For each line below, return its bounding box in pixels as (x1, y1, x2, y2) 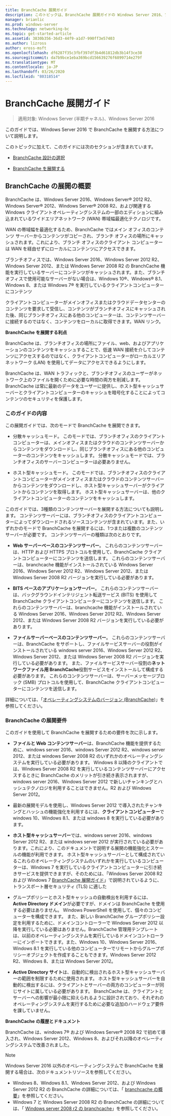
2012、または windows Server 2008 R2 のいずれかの (12, 753, 123, 759)
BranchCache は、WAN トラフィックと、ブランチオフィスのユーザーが (5, 370, 154, 376)
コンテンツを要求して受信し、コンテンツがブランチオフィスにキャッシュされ (5, 305, 166, 312)
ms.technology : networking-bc (5, 27, 70, 32)
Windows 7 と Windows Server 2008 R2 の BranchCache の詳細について (12, 1099, 165, 1105)
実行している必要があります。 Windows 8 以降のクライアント (30, 760, 159, 766)
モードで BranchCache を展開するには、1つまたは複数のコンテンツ (22, 525, 163, 531)
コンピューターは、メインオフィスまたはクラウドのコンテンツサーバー (12, 439, 160, 445)
